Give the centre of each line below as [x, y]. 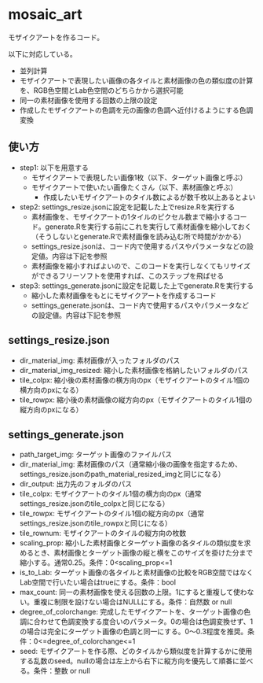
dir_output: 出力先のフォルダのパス [76, 484]
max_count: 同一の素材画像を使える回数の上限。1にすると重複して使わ [133, 593]
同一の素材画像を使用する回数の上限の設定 [88, 100]
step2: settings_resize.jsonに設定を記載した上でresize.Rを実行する [127, 207]
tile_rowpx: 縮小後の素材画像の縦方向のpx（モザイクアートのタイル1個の [136, 400]
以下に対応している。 [42, 54]
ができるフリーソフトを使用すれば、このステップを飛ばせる [128, 275]
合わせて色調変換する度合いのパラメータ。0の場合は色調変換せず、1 [143, 622]
